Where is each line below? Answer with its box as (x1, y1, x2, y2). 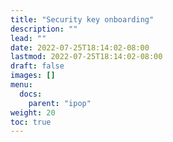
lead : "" (10, 33, 47, 43)
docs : (19, 89, 43, 99)
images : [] (10, 71, 56, 81)
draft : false (10, 61, 65, 71)
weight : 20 (10, 107, 56, 118)
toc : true (10, 117, 52, 127)
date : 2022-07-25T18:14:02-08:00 (10, 42, 150, 53)
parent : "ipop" (28, 98, 92, 108)
